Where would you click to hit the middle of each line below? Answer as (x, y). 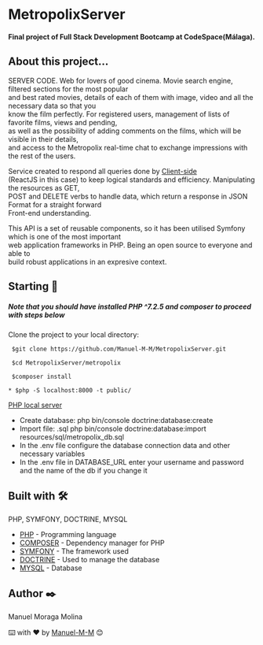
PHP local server (35, 405)
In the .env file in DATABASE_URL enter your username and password (132, 462)
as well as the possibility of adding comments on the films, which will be (125, 131)
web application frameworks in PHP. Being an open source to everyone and (130, 245)
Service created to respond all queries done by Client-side (103, 171)
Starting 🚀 (33, 286)
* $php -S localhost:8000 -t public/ (70, 390)
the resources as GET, (44, 187)
